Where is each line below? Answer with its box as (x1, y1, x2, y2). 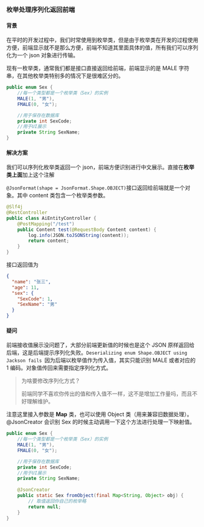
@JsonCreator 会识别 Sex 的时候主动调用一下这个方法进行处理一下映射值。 (6, 419, 195, 426)
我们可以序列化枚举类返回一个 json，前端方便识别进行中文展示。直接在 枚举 (6, 163, 195, 171)
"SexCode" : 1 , (17, 295, 53, 302)
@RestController (6, 210, 47, 216)
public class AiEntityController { (6, 215, 97, 221)
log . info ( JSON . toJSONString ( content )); (28, 232, 130, 238)
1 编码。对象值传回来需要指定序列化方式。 (6, 364, 111, 372)
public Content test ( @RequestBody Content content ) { (17, 227, 157, 233)
